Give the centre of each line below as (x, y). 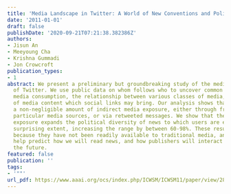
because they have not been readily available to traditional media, (115, 135)
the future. (31, 148)
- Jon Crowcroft (30, 65)
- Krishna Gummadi (33, 58)
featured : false (30, 154)
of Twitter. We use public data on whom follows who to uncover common (118, 90)
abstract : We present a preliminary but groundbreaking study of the (109, 84)
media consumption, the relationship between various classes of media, (120, 97)
